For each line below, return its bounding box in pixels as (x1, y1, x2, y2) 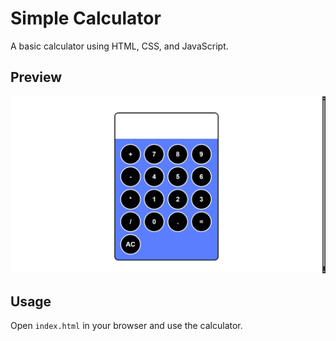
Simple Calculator (10, 7, 162, 30)
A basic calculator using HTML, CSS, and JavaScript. (10, 40, 229, 52)
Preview (10, 69, 63, 86)
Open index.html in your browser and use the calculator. (10, 320, 243, 332)
